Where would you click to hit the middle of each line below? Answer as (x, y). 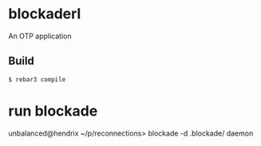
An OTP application (40, 36)
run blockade (53, 110)
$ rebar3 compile (37, 79)
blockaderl (45, 14)
